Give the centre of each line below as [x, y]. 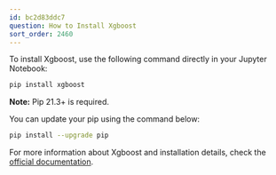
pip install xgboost [47, 85]
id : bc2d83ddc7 [37, 17]
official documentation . [51, 162]
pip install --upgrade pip [59, 135]
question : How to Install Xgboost [73, 26]
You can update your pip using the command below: [105, 119]
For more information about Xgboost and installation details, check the [138, 153]
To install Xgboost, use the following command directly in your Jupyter [138, 60]
